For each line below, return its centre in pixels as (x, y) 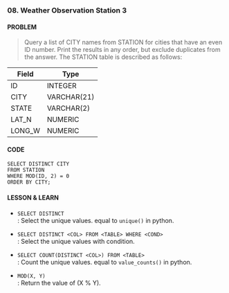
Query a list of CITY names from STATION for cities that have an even (123, 42)
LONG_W (25, 131)
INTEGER (62, 86)
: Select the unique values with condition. (76, 241)
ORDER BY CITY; (29, 182)
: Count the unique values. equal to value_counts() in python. (104, 262)
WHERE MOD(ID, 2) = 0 (38, 176)
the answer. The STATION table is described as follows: (103, 57)
